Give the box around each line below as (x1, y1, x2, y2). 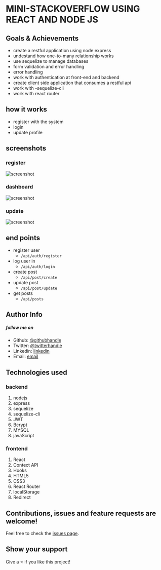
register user (13, 247, 40, 253)
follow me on (6, 324, 33, 330)
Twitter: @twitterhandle (13, 343, 62, 349)
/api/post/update (20, 286, 58, 291)
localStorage (13, 489, 40, 495)
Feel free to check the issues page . (6, 530, 79, 537)
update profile (13, 129, 43, 135)
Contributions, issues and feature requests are (6, 509, 156, 517)
